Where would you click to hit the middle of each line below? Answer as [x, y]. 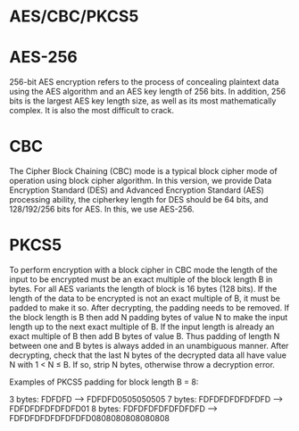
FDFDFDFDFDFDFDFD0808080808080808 [89, 418]
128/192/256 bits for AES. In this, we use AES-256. [102, 209]
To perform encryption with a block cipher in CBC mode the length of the [144, 270]
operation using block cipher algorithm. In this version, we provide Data [141, 181]
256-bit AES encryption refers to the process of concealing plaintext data [144, 82]
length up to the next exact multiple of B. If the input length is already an [142, 327]
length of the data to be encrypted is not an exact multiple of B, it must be [145, 298]
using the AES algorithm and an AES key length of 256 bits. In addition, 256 [148, 92]
